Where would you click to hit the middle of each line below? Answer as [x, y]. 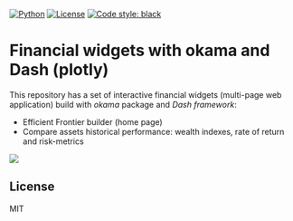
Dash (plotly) [59, 70]
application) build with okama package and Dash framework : [123, 104]
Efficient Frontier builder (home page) [92, 121]
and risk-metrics [53, 141]
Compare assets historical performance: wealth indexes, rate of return [153, 131]
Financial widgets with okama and [140, 51]
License [32, 187]
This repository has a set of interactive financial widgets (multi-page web [146, 94]
